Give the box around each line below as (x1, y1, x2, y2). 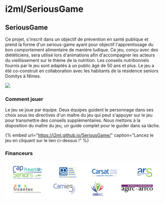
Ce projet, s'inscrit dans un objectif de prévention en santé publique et (5, 36, 149, 42)
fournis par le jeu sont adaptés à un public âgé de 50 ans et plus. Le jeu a (5, 63, 155, 68)
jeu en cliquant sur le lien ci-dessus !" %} (5, 138, 89, 144)
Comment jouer (5, 96, 43, 102)
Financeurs (5, 150, 33, 157)
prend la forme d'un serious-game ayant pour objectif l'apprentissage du (5, 42, 154, 48)
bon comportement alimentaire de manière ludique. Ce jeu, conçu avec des (5, 47, 159, 52)
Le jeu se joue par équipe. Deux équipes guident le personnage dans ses (5, 107, 154, 113)
